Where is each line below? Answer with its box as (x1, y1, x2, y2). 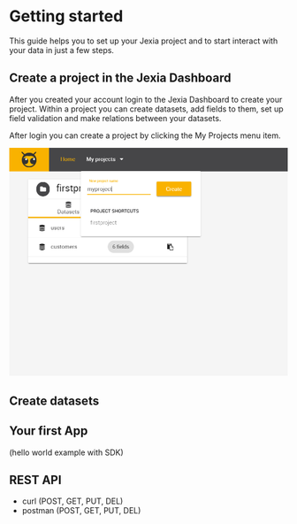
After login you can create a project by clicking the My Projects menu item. (9, 130, 281, 141)
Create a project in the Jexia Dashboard (9, 71, 232, 86)
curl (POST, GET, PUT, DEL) (21, 496, 124, 506)
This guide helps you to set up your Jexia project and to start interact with (9, 35, 278, 46)
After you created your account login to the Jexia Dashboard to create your (9, 94, 283, 104)
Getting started (9, 6, 124, 27)
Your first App (9, 423, 88, 439)
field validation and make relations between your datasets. (9, 112, 222, 123)
